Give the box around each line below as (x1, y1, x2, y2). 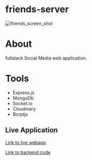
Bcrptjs (12, 111, 28, 117)
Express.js (12, 89, 35, 95)
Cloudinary (12, 106, 36, 112)
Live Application (5, 126, 58, 135)
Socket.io (12, 100, 33, 106)
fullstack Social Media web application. (5, 55, 87, 61)
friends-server (5, 4, 69, 15)
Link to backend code (5, 149, 51, 155)
